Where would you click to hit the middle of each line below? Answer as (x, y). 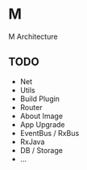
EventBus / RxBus (50, 133)
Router (31, 107)
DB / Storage (41, 150)
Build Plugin (40, 99)
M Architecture (33, 36)
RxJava (32, 142)
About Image (41, 116)
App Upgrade (42, 124)
